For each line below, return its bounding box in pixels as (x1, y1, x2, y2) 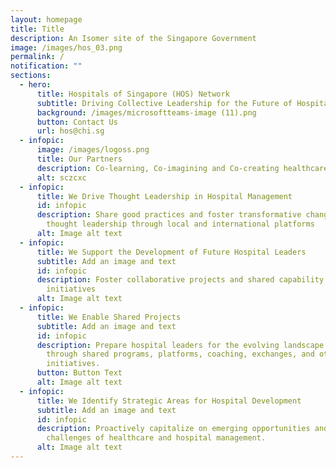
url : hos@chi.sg (36, 126, 105, 136)
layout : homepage (10, 14, 83, 25)
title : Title (10, 24, 65, 34)
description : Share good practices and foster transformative (36, 210, 302, 220)
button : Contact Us (36, 117, 118, 127)
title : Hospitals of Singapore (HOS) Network (36, 89, 230, 99)
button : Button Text (36, 368, 123, 378)
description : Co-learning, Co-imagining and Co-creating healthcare (36, 163, 329, 173)
